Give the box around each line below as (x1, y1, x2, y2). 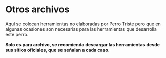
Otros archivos (5, 4, 70, 15)
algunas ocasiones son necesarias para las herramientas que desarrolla (5, 26, 157, 32)
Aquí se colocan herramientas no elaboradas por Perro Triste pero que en (5, 21, 161, 27)
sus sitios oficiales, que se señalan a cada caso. (5, 47, 110, 53)
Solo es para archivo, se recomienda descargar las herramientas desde (5, 41, 160, 47)
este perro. (5, 31, 29, 37)
